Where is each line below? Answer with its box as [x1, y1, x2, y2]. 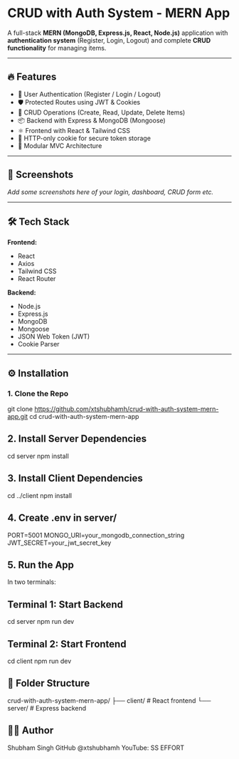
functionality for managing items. [7, 43, 107, 52]
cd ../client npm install [7, 491, 73, 499]
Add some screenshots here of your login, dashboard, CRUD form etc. [7, 187, 214, 196]
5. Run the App [7, 558, 75, 570]
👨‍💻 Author [7, 724, 54, 737]
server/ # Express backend [7, 704, 87, 712]
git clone [7, 405, 33, 413]
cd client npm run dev [7, 657, 72, 665]
